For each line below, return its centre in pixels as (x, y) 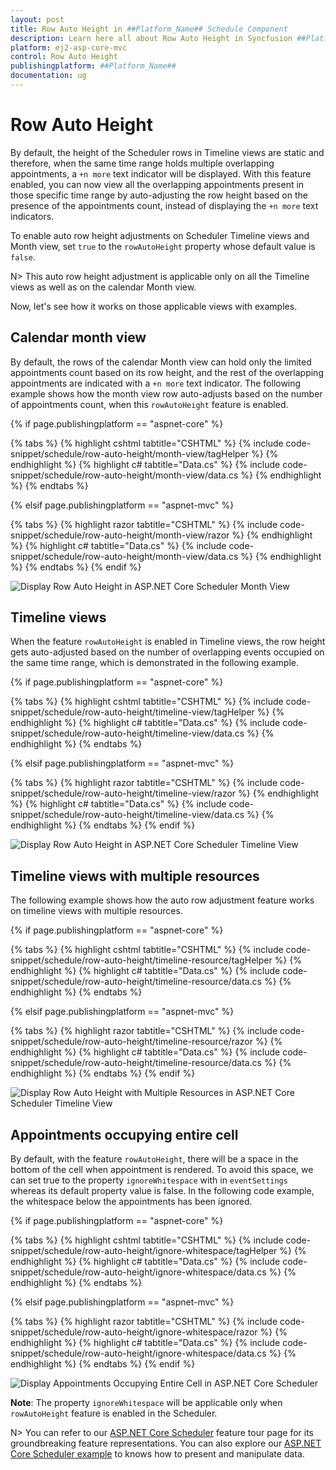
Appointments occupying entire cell (124, 1134)
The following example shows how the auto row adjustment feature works (162, 900)
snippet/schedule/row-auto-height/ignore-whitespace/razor (134, 1332)
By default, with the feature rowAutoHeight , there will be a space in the (154, 1159)
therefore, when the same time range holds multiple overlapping (142, 163)
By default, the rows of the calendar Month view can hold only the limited (161, 362)
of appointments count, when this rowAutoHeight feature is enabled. (149, 404)
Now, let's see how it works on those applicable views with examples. (154, 306)
